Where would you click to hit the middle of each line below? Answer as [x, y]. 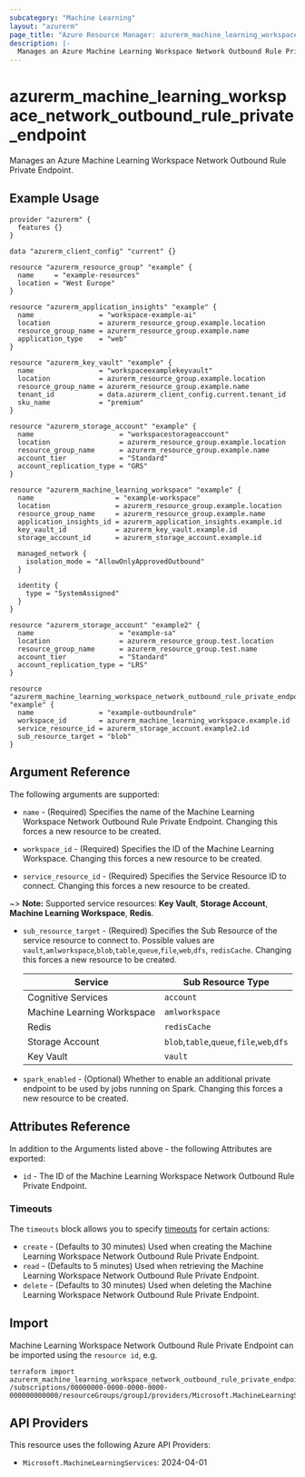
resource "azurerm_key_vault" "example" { [91, 363]
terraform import [42, 1372]
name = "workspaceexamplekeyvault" [115, 370]
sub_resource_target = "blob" [74, 736]
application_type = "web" [73, 339]
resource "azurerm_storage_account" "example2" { [105, 625]
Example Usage [54, 199]
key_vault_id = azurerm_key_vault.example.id [128, 529]
